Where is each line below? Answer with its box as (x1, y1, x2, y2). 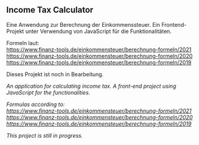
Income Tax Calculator (6, 5, 94, 15)
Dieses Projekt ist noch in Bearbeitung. (6, 70, 104, 78)
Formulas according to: (6, 101, 65, 108)
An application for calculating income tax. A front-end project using (6, 82, 176, 90)
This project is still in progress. (6, 132, 83, 139)
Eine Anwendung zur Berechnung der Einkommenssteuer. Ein (6, 21, 160, 28)
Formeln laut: (6, 39, 40, 46)
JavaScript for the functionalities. (6, 88, 91, 96)
